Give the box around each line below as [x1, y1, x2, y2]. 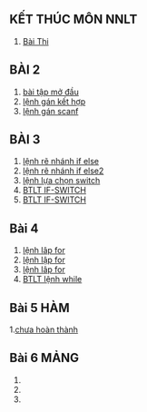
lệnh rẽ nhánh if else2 [22, 165, 104, 176]
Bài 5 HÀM [9, 299, 70, 316]
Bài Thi [22, 35, 49, 46]
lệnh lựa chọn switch [22, 175, 101, 186]
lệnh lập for [22, 254, 66, 266]
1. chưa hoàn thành [9, 324, 79, 335]
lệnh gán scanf [22, 105, 79, 116]
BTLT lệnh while [22, 274, 83, 285]
